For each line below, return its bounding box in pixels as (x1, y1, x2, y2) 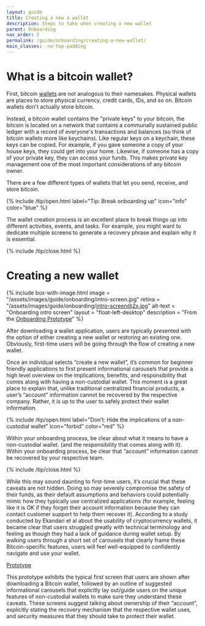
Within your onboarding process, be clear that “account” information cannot (6, 447, 198, 455)
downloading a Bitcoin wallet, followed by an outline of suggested (6, 579, 173, 587)
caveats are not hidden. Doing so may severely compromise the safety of (6, 484, 191, 492)
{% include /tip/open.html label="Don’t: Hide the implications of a (6, 415, 171, 423)
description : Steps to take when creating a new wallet (6, 20, 152, 26)
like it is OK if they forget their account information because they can (6, 504, 180, 511)
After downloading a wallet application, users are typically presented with (6, 327, 192, 334)
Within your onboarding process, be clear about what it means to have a (6, 434, 188, 442)
